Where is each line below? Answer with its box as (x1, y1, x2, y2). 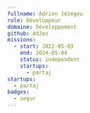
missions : (7, 36, 37, 44)
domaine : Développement (7, 23, 77, 30)
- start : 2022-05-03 (13, 43, 74, 50)
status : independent (20, 56, 80, 63)
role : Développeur (7, 17, 61, 24)
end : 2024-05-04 (20, 50, 68, 57)
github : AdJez (7, 29, 49, 37)
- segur (13, 95, 37, 102)
